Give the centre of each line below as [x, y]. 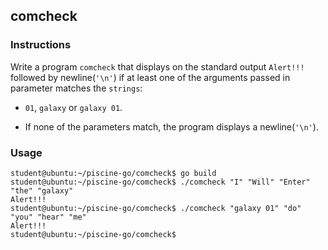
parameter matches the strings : [76, 88]
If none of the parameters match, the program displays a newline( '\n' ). [171, 126]
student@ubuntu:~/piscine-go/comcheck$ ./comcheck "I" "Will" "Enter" [160, 182]
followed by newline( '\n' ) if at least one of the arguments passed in [150, 77]
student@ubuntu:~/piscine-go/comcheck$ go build [113, 173]
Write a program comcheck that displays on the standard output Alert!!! [157, 66]
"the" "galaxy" [42, 190]
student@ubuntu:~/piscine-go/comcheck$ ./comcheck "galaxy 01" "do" [156, 208]
